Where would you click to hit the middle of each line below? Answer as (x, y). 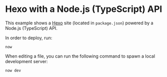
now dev (13, 71)
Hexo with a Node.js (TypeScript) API (84, 9)
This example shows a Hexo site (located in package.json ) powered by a (79, 23)
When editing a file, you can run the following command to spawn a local (80, 56)
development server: (26, 61)
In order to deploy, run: (29, 38)
